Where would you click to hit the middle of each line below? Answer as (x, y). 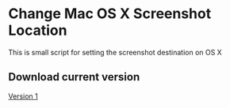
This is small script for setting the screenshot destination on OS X (115, 52)
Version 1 (23, 96)
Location (38, 30)
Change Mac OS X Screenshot (110, 14)
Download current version (74, 77)
